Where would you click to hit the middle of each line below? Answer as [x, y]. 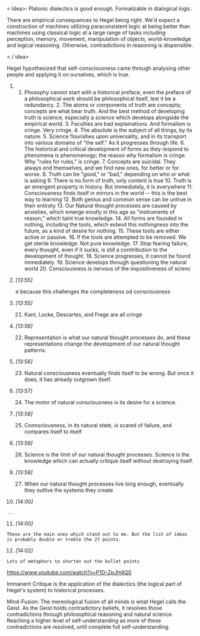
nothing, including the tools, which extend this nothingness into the [106, 224]
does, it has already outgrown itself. [68, 379]
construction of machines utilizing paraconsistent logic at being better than [99, 26]
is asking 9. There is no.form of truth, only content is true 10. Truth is [108, 180]
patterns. [35, 350]
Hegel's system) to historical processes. [56, 590]
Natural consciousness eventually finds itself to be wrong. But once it [109, 373]
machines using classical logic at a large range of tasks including [86, 33]
